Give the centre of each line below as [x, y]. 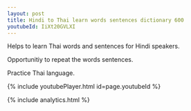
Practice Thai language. [41, 73]
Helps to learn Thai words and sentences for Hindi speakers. [93, 46]
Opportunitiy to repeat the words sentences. [70, 60]
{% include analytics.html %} [48, 100]
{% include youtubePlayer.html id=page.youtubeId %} [84, 87]
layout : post [26, 14]
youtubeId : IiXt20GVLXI [42, 26]
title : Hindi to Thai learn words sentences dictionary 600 [96, 20]
